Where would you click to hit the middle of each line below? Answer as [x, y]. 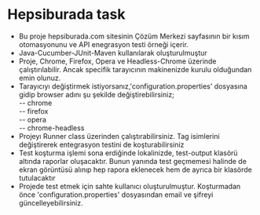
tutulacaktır [37, 177]
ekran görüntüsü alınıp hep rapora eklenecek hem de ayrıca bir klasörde [135, 169]
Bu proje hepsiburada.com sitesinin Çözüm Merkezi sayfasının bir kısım [134, 36]
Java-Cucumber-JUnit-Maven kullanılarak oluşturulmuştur [113, 53]
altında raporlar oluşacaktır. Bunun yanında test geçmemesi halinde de [132, 161]
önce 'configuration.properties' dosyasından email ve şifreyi [116, 195]
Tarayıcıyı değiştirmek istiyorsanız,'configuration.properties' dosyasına [133, 86]
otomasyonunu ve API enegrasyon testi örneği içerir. [104, 44]
